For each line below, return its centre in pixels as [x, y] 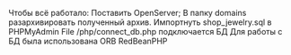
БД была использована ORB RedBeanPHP [88, 41]
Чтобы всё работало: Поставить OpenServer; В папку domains [128, 13]
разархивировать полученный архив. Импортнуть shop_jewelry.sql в [140, 22]
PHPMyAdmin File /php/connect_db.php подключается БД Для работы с [145, 31]
